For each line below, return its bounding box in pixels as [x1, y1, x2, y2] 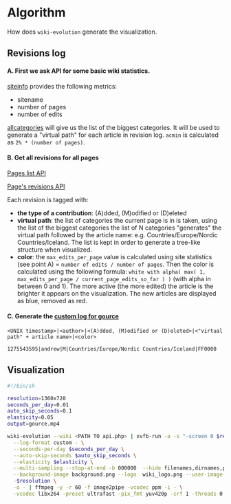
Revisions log [7, 47, 66, 59]
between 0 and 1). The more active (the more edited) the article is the [16, 282, 214, 290]
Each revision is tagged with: [7, 195, 89, 204]
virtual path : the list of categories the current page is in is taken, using [16, 216, 218, 224]
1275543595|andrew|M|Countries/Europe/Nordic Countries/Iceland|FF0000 [7, 345, 217, 352]
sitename [16, 95, 43, 104]
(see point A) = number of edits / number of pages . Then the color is [16, 260, 214, 268]
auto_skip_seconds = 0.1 [7, 408, 72, 415]
